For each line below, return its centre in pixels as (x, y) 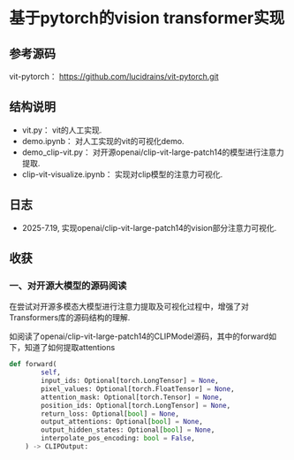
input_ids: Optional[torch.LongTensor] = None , (130, 381)
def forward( (33, 364)
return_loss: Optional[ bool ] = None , (110, 414)
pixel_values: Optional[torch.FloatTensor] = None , (138, 389)
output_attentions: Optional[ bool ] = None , (122, 422)
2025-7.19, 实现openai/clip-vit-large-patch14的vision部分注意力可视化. (149, 227)
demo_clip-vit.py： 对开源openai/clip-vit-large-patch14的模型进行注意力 (153, 152)
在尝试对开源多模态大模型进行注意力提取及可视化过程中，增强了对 (129, 307)
